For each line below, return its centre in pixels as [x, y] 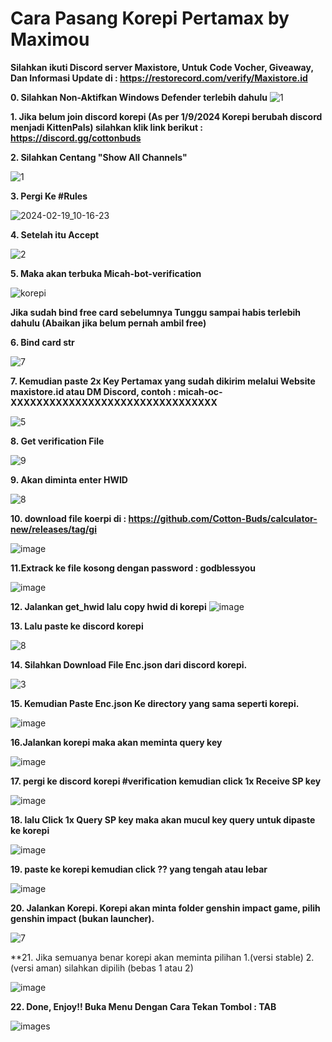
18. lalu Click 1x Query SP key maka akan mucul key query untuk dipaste [163, 819]
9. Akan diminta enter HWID [69, 479]
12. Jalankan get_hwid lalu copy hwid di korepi [108, 606]
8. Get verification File [57, 441]
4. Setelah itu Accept [55, 234]
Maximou [50, 39]
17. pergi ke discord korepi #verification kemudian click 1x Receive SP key [166, 781]
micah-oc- [200, 391]
